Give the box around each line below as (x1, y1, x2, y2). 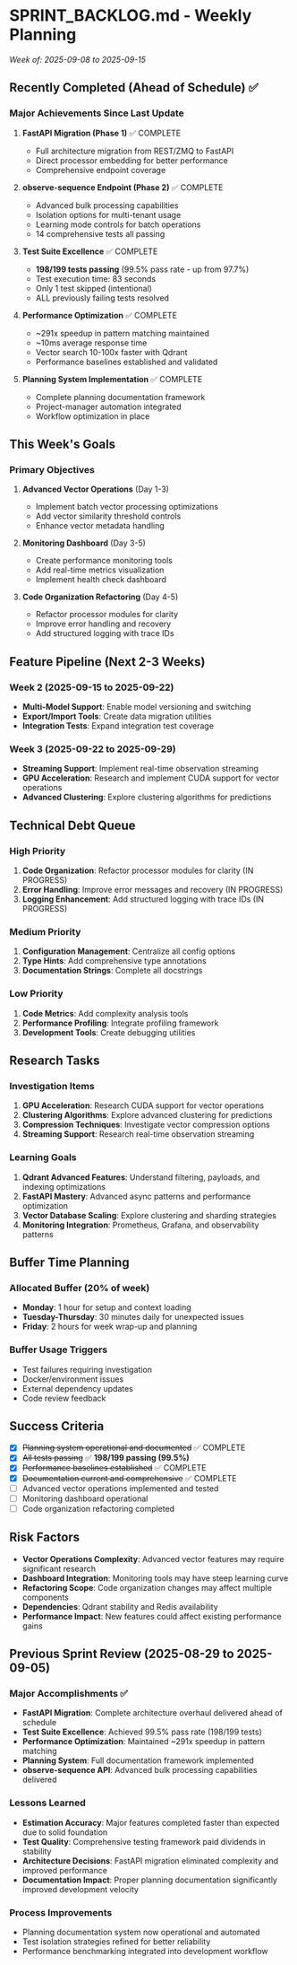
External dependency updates (21, 1383, 134, 1393)
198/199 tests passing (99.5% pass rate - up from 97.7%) (35, 264, 250, 275)
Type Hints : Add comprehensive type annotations (21, 956, 208, 966)
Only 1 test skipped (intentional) (35, 283, 152, 293)
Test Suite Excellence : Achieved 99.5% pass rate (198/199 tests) (21, 1726, 262, 1737)
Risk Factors (9, 1530, 81, 1545)
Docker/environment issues (21, 1374, 124, 1384)
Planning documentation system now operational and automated (21, 1926, 261, 1937)
